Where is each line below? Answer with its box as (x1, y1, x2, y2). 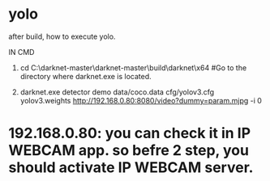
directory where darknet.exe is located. (19, 71, 152, 81)
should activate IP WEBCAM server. (8, 158, 254, 177)
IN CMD (8, 47, 35, 57)
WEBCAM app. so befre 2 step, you (8, 141, 250, 160)
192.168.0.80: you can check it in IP (8, 124, 251, 142)
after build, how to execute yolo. (8, 32, 116, 41)
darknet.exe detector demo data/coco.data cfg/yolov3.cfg (19, 86, 215, 97)
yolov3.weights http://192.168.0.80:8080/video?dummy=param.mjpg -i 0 (19, 95, 262, 105)
